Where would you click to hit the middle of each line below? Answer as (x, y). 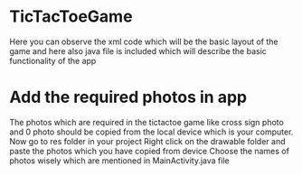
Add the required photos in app (128, 97)
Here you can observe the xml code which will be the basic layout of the (144, 41)
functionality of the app (53, 60)
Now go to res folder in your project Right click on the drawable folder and (147, 141)
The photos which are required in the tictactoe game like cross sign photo (147, 122)
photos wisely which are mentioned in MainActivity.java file (119, 161)
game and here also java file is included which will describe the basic (138, 51)
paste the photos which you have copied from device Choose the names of (149, 151)
